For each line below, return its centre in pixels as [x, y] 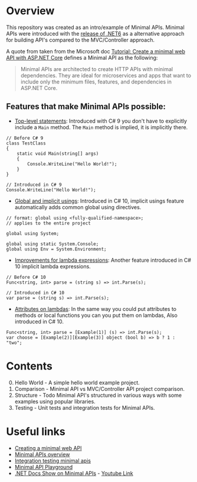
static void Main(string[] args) [58, 153]
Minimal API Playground [43, 467]
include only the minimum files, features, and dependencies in [96, 82]
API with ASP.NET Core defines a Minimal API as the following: [82, 57]
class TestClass [26, 143]
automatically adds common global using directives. [78, 207]
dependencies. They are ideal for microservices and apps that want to [106, 75]
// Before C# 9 [25, 138]
